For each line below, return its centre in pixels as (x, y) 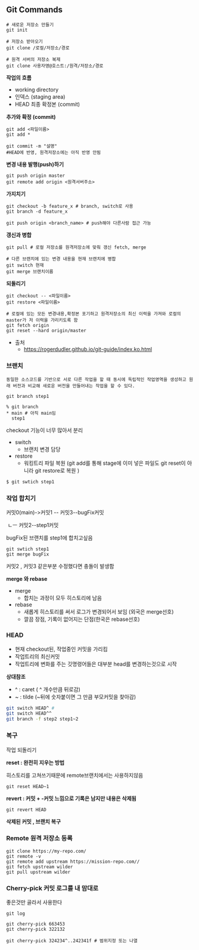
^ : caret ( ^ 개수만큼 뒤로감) (47, 689)
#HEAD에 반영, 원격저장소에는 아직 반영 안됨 (54, 152)
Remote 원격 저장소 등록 (39, 838)
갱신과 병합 (19, 235)
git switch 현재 (25, 265)
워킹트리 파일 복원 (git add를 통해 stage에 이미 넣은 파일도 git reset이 (105, 463)
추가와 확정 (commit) (31, 117)
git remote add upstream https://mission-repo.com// (73, 862)
